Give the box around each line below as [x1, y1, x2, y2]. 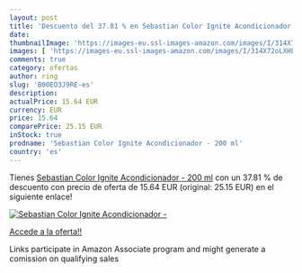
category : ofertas [9, 64, 78, 73]
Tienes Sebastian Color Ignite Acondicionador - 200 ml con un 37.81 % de [9, 172, 283, 183]
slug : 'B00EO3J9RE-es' [9, 80, 94, 89]
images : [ [9, 47, 47, 56]
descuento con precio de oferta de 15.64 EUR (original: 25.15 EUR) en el [9, 181, 274, 192]
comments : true [9, 55, 67, 64]
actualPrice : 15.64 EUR [9, 96, 99, 106]
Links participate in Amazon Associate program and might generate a [9, 243, 266, 254]
